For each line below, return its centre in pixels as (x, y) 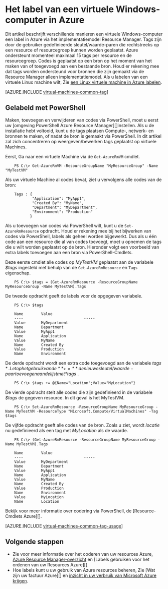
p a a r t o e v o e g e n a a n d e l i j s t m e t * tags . (42, 374)
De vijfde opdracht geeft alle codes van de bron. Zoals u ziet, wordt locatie (82, 425)
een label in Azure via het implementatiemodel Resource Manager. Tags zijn (83, 39)
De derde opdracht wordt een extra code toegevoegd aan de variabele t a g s (83, 363)
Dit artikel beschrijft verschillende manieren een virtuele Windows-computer (84, 34)
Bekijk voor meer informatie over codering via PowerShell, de (68, 511)
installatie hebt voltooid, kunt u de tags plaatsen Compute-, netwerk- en (79, 131)
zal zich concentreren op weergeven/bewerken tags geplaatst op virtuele (81, 141)
